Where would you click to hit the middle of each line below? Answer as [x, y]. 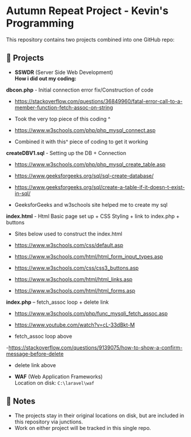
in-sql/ [23, 193]
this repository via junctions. [49, 422]
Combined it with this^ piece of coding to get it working [81, 142]
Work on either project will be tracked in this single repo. [83, 428]
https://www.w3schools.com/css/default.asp [69, 245]
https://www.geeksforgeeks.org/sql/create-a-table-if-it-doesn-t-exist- [100, 187]
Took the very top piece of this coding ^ [62, 119]
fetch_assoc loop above [43, 336]
